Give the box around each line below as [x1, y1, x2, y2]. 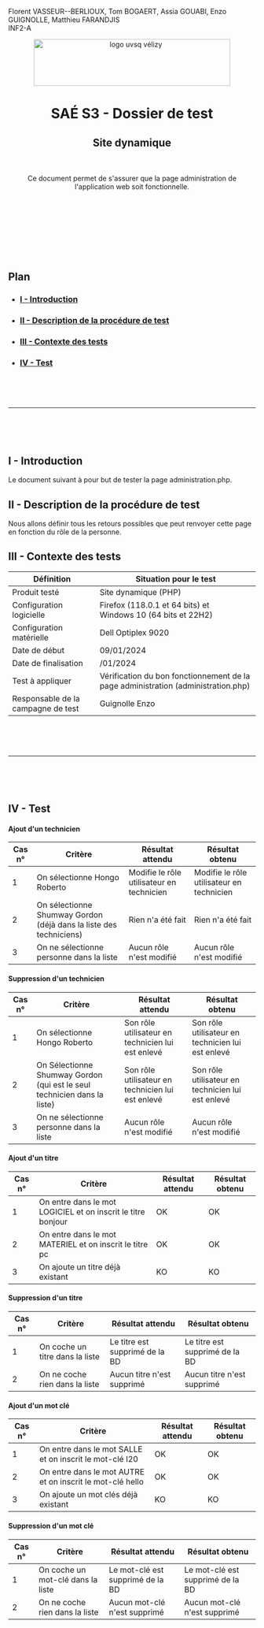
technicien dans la [36, 1089, 104, 1100]
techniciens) [36, 929, 82, 940]
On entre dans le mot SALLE [38, 1444, 143, 1455]
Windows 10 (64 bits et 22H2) [99, 609, 214, 620]
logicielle [12, 609, 46, 620]
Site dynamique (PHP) [99, 586, 181, 597]
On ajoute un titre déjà [38, 1261, 121, 1272]
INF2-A [8, 24, 31, 32]
